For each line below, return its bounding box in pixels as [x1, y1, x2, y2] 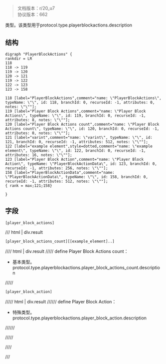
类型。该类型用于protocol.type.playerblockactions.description [5, 22, 133, 28]
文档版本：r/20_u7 [17, 5, 55, 12]
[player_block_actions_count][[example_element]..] [5, 239, 115, 244]
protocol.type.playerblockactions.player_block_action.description [12, 315, 147, 321]
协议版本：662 [17, 12, 48, 18]
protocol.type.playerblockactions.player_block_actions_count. [12, 264, 140, 270]
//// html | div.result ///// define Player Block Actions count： [5, 248, 129, 254]
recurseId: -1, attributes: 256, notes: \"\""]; [5, 166, 108, 171]
